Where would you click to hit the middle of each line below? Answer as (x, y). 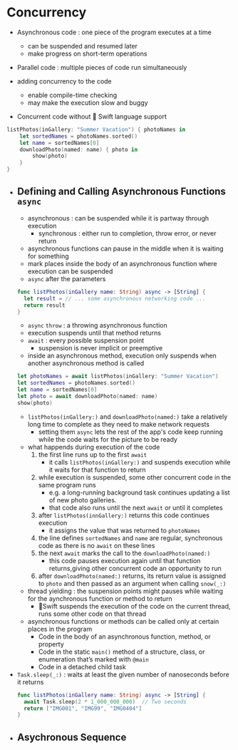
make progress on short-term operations (87, 54)
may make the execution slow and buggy (88, 102)
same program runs (67, 485)
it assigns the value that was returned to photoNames (125, 530)
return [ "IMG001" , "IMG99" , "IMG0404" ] (83, 708)
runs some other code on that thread (92, 614)
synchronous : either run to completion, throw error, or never (127, 233)
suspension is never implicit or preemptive (100, 348)
